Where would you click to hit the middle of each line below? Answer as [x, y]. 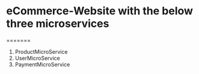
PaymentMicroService [42, 64]
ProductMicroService [41, 51]
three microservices [58, 24]
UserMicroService [37, 58]
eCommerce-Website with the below [100, 11]
